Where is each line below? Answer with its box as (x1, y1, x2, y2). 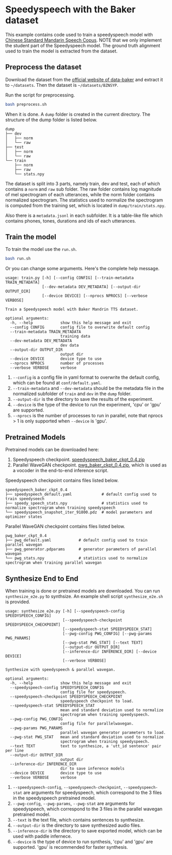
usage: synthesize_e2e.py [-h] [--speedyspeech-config (5, 608, 125, 614)
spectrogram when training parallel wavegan (5, 560, 102, 566)
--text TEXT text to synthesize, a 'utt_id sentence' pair (10, 744, 161, 749)
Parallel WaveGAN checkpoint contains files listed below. (5, 523, 125, 530)
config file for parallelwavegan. (60, 721, 134, 726)
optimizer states (5, 514, 42, 519)
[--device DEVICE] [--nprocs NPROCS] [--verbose (41, 293, 147, 299)
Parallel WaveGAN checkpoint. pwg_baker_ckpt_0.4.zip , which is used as (12, 462, 167, 468)
